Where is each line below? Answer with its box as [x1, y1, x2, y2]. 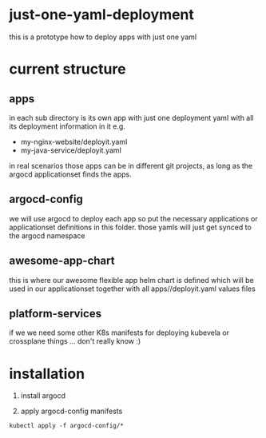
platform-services [9, 306, 102, 321]
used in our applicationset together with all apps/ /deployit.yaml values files [9, 284, 256, 293]
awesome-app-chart [9, 254, 115, 268]
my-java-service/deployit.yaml [20, 145, 122, 155]
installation [9, 364, 85, 383]
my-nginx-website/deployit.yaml [20, 137, 128, 146]
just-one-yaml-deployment [9, 6, 195, 24]
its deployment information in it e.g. [9, 121, 126, 131]
